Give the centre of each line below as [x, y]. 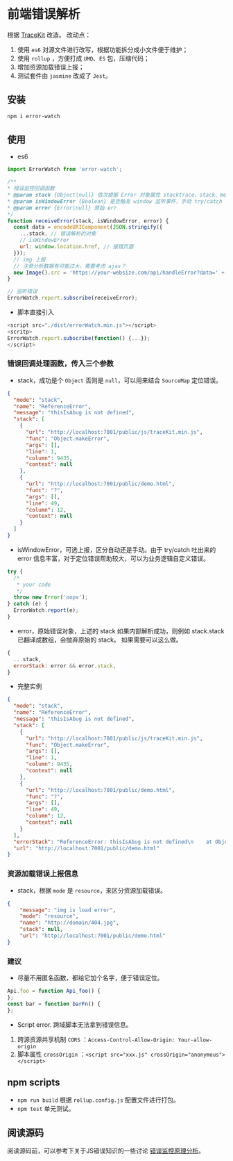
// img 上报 [30, 259]
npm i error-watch [34, 116]
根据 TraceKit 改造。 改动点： [49, 35]
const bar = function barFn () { [54, 1004]
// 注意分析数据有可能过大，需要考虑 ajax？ [70, 266]
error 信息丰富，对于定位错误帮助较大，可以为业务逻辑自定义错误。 [113, 558]
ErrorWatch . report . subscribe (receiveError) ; [72, 298]
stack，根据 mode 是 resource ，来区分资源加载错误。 [92, 890]
